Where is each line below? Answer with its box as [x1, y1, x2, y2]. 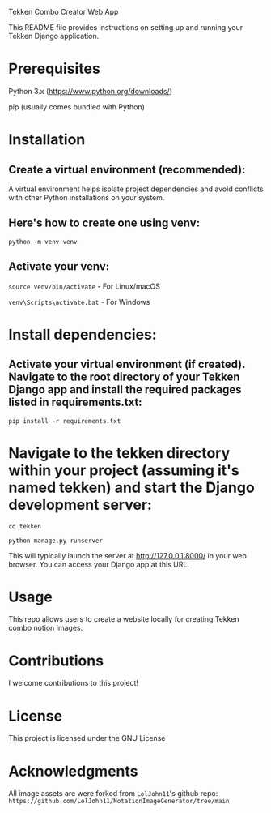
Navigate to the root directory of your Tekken [8, 370, 240, 384]
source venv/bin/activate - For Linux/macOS [8, 281, 160, 291]
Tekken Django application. [8, 32, 100, 41]
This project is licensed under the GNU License [8, 734, 166, 743]
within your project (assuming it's [8, 461, 240, 479]
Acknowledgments [8, 762, 139, 781]
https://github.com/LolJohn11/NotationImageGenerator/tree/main [8, 798, 230, 806]
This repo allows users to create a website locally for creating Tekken [8, 614, 240, 624]
